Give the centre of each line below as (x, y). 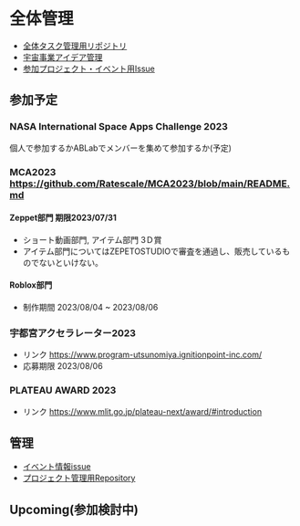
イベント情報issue (57, 467)
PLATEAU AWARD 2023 (63, 391)
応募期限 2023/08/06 (62, 366)
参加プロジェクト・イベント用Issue (88, 68)
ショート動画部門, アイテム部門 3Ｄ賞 (92, 239)
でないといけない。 (67, 262)
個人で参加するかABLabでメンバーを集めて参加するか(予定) (121, 148)
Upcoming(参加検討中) (74, 509)
